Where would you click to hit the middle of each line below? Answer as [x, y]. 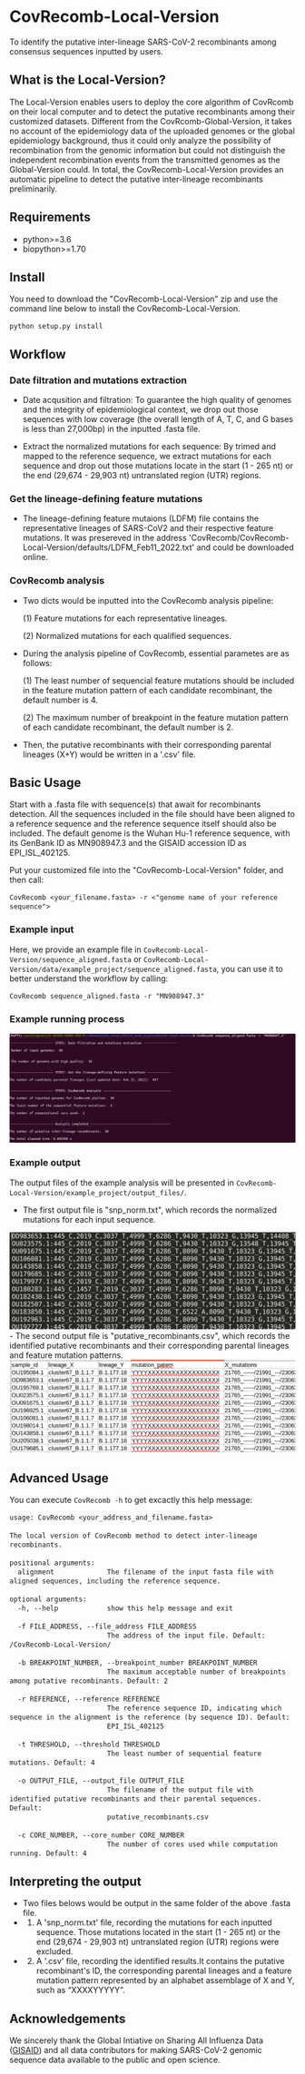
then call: [27, 880]
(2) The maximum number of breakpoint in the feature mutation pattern [155, 717]
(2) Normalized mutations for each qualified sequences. [127, 635]
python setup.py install [56, 327]
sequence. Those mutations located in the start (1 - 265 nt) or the [158, 1932]
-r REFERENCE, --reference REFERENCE [89, 1699]
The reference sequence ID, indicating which [194, 1708]
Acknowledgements [68, 2018]
